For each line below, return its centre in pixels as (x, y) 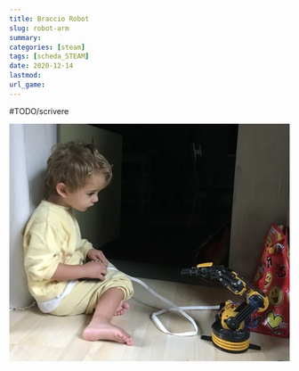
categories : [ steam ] (48, 47)
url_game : (28, 85)
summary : (25, 37)
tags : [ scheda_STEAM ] (49, 57)
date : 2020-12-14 (41, 66)
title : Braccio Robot (49, 19)
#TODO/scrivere (39, 111)
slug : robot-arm (39, 28)
